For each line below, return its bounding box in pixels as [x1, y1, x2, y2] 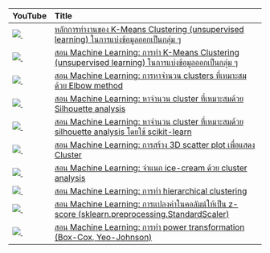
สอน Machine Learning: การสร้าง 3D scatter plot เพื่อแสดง [54, 140, 256, 150]
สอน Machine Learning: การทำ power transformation [54, 222, 245, 232]
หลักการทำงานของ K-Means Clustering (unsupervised [54, 24, 244, 35]
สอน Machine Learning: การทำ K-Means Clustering [54, 47, 239, 58]
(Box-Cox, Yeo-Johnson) [54, 232, 153, 243]
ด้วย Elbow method [54, 80, 123, 91]
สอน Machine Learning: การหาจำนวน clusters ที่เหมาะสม [54, 70, 247, 81]
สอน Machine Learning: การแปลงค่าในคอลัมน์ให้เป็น [54, 198, 227, 210]
